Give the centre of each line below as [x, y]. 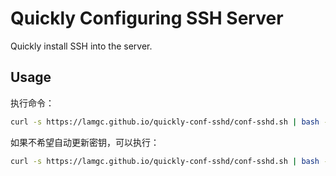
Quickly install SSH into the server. [81, 46]
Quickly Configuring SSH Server [147, 18]
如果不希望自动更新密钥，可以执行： [85, 142]
